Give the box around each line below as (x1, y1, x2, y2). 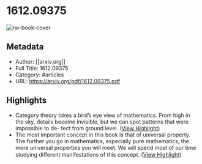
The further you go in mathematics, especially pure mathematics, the (15, 137, 190, 144)
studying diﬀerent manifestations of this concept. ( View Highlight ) (15, 151, 182, 158)
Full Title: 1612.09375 (15, 64, 69, 72)
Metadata (6, 42, 44, 52)
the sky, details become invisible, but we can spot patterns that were (15, 117, 189, 125)
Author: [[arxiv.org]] (15, 58, 66, 65)
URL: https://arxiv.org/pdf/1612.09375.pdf (15, 77, 121, 84)
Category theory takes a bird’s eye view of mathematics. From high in (15, 111, 190, 119)
